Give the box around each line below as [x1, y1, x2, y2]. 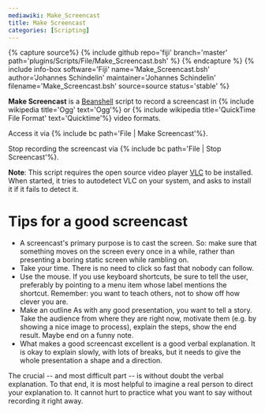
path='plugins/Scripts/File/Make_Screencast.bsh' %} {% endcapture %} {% [8, 56, 255, 66]
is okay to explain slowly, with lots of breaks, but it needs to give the [19, 347, 241, 357]
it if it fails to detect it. [8, 185, 79, 194]
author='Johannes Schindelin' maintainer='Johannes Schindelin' [8, 73, 217, 83]
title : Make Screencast [8, 19, 87, 27]
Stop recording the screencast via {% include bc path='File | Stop [8, 144, 222, 154]
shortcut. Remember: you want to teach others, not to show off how [19, 289, 241, 298]
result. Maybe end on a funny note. [19, 331, 134, 340]
